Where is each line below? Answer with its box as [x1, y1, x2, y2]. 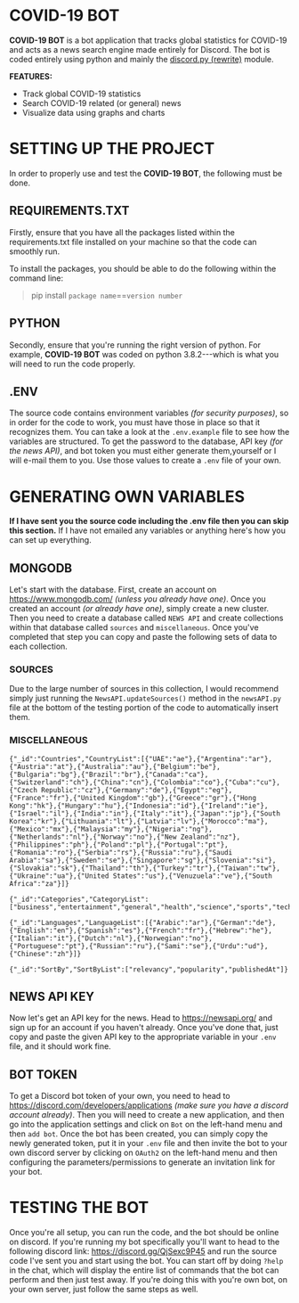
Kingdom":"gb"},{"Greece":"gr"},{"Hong [108, 793, 256, 802]
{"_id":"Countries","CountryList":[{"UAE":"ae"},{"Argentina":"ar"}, [9, 754, 273, 763]
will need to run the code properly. [9, 358, 136, 369]
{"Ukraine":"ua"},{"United [9, 871, 109, 881]
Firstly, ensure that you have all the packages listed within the [9, 226, 236, 237]
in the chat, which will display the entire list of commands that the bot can [9, 1265, 279, 1275]
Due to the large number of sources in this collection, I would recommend [9, 684, 279, 694]
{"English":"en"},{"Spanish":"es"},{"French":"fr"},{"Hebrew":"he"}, [9, 926, 273, 935]
